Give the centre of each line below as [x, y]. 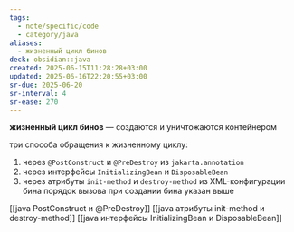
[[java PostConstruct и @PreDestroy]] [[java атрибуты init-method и [137, 209]
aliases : [26, 43]
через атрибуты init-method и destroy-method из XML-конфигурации [154, 181]
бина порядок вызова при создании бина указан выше [128, 191]
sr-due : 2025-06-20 [46, 85]
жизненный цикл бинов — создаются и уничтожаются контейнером [143, 127]
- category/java [48, 34]
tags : [19, 18]
